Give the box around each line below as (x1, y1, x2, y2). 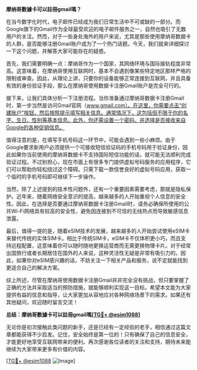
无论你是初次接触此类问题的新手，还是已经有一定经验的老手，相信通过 (6, 324, 176, 331)
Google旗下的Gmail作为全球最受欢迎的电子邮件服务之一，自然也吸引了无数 (6, 26, 186, 32)
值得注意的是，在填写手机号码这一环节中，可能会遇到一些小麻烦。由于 (6, 136, 176, 143)
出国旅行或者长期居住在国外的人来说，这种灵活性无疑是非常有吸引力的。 (6, 250, 181, 256)
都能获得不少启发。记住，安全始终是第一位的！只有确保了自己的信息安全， (11, 331, 191, 338)
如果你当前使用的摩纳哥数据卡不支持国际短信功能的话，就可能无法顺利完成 (11, 151, 191, 158)
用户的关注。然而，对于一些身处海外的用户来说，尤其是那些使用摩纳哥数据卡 (6, 33, 191, 40)
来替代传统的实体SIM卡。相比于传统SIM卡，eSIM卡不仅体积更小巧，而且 (6, 235, 181, 241)
